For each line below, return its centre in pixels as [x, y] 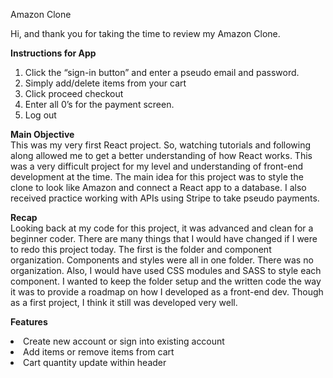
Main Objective [42, 134]
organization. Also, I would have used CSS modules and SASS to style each [166, 270]
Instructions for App [53, 53]
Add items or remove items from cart [99, 352]
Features [29, 322]
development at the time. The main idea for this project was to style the [157, 177]
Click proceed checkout [74, 93]
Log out [40, 115]
